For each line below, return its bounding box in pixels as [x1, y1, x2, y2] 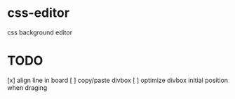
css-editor [7, 5, 70, 21]
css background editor [7, 28, 72, 37]
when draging [7, 83, 48, 92]
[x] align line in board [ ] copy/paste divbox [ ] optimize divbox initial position [7, 76, 229, 84]
